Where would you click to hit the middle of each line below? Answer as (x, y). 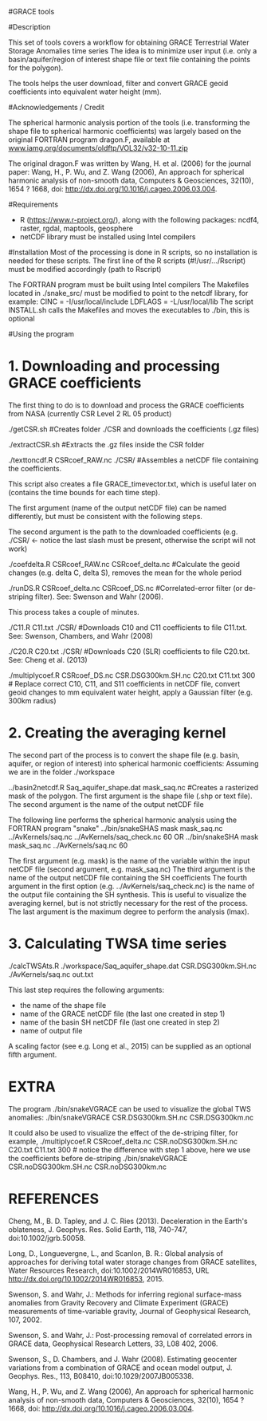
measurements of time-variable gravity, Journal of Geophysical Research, (130, 1311)
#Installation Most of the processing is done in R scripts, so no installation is (133, 252)
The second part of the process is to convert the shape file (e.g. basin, (124, 755)
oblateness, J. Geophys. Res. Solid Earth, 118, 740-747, (98, 1229)
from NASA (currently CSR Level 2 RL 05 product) (90, 413)
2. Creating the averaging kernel (117, 733)
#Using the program (41, 334)
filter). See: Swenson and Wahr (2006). (99, 596)
